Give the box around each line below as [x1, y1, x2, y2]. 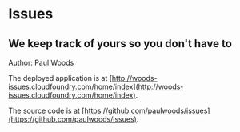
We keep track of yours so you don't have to [8, 37, 232, 50]
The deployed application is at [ [8, 74, 113, 82]
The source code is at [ [8, 106, 85, 115]
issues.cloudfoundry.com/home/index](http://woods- [8, 82, 184, 91]
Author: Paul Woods [8, 58, 74, 67]
